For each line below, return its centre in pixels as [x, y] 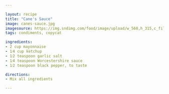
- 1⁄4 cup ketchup [24, 51]
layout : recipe [21, 14]
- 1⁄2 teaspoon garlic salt [34, 56]
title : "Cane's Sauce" [29, 19]
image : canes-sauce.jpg [30, 24]
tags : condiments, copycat [33, 33]
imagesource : [19, 28]
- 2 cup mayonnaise [26, 47]
